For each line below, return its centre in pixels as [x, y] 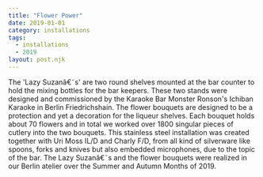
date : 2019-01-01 [37, 23]
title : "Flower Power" [46, 15]
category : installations [49, 30]
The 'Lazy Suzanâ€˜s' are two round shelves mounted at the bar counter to [131, 82]
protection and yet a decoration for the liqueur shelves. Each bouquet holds [131, 115]
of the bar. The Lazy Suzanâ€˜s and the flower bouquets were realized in [128, 157]
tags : [17, 38]
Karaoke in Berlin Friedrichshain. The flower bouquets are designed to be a [131, 107]
